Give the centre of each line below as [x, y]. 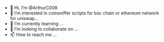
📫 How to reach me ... [33, 34]
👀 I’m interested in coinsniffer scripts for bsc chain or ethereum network [85, 13]
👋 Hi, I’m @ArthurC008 [34, 8]
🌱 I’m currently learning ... [37, 23]
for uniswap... [24, 18]
